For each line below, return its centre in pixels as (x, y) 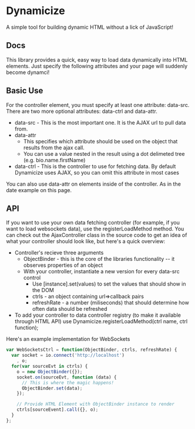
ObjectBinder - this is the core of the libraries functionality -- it (99, 259)
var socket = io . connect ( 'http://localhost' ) (68, 356)
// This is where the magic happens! (68, 383)
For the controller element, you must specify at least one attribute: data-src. (98, 105)
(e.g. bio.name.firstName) (54, 160)
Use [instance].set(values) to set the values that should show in (109, 284)
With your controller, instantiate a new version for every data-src (102, 272)
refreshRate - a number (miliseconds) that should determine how (110, 303)
